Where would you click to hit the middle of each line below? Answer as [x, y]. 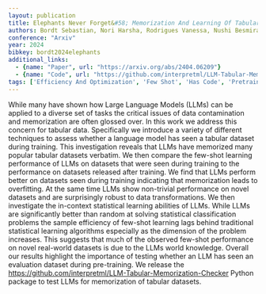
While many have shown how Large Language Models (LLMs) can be [121, 105]
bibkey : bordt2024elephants [55, 52]
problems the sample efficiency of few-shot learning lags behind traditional [131, 222]
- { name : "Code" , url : [53, 74]
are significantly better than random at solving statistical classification [122, 214]
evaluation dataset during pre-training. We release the [96, 264]
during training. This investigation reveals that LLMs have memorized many [131, 147]
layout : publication [42, 15]
